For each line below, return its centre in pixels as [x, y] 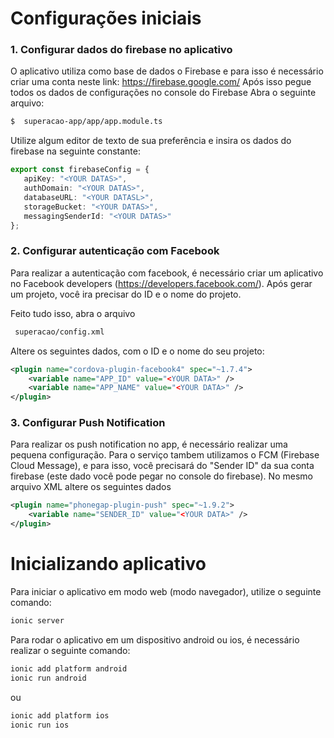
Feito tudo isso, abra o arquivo [73, 313]
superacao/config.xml [59, 332]
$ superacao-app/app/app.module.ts [86, 122]
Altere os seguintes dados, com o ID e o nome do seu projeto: [137, 351]
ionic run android [48, 678]
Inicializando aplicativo [108, 564]
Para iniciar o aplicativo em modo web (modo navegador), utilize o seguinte [166, 592]
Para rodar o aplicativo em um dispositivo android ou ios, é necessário [155, 639]
